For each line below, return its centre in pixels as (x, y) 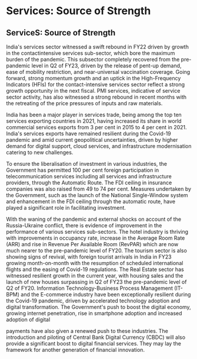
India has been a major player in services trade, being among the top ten (94, 115)
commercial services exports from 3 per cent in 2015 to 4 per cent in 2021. (96, 127)
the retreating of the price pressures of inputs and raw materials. (84, 103)
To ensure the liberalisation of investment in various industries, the (87, 164)
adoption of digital (28, 319)
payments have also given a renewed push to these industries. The (87, 331)
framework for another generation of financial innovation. (76, 350)
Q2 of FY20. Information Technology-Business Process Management (90, 288)
